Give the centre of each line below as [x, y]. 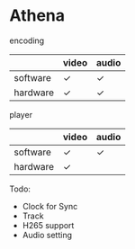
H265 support [48, 225]
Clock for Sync [50, 206]
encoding [27, 40]
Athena [37, 16]
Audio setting [47, 235]
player [21, 114]
